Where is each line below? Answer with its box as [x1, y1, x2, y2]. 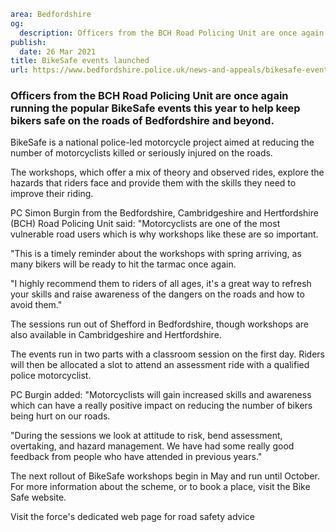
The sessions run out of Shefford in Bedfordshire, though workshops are [10, 318, 309, 330]
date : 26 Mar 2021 [19, 46, 97, 57]
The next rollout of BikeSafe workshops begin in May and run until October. [10, 470, 320, 482]
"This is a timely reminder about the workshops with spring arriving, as [10, 248, 302, 260]
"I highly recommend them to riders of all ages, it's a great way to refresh [10, 278, 312, 290]
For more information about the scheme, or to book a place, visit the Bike [10, 481, 311, 493]
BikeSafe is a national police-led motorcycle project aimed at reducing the [10, 136, 315, 149]
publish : [10, 37, 47, 47]
